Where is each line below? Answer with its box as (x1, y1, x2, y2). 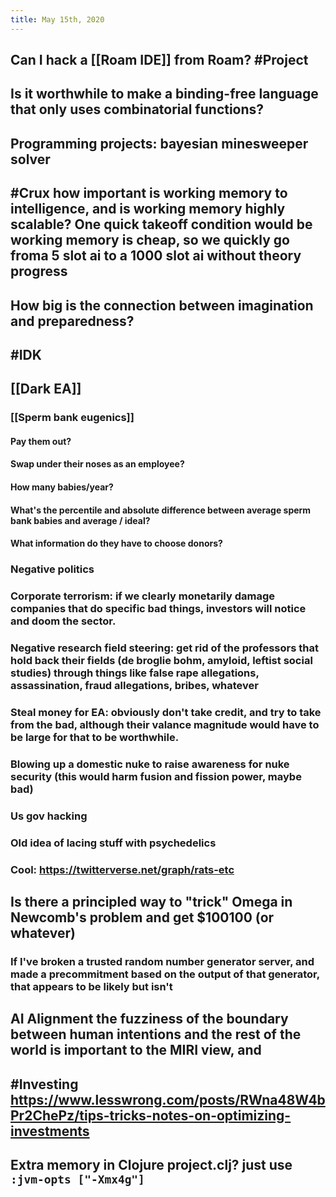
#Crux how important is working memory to (10, 185, 288, 202)
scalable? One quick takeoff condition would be (10, 216, 313, 233)
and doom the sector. (10, 614, 117, 628)
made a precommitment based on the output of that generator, (10, 967, 320, 981)
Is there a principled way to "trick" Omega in (10, 894, 293, 911)
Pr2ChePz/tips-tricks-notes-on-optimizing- (10, 1107, 292, 1124)
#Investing (10, 1076, 79, 1093)
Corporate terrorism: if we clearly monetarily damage (10, 589, 275, 603)
